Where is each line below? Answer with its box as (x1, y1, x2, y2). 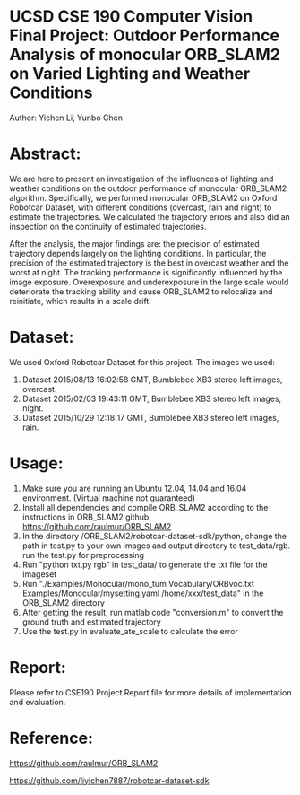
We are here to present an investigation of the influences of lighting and (9, 173, 274, 184)
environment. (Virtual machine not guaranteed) (21, 492, 195, 503)
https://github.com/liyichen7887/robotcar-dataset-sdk (9, 774, 210, 786)
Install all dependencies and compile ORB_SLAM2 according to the (21, 502, 269, 512)
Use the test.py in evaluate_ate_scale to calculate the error (21, 625, 239, 636)
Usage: (9, 453, 64, 473)
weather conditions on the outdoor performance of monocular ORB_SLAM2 (9, 182, 287, 194)
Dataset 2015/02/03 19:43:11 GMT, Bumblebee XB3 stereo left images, (21, 393, 282, 404)
